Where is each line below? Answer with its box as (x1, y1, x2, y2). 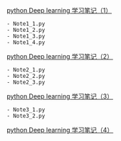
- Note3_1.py (6, 106, 46, 113)
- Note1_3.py (6, 33, 46, 40)
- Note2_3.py (6, 79, 46, 86)
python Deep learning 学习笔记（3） (6, 92, 113, 101)
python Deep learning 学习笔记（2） (6, 52, 113, 60)
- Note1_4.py (6, 39, 46, 46)
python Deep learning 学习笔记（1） (6, 6, 112, 14)
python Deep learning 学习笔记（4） (6, 126, 114, 134)
